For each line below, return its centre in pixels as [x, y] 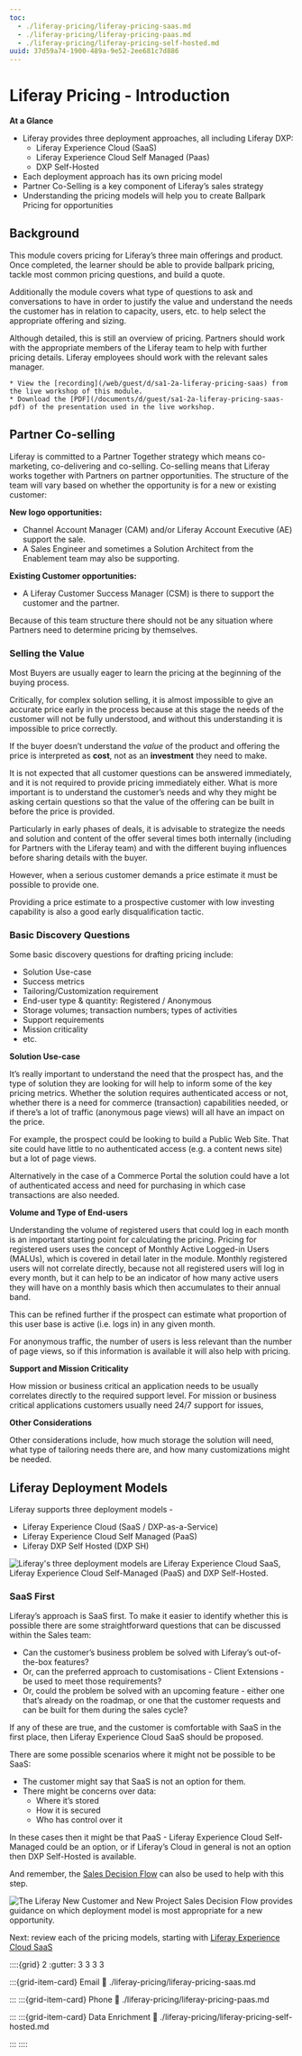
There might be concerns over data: [89, 1791]
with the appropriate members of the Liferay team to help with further [138, 347]
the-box [37, 1662]
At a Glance [32, 121]
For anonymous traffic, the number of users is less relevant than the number [151, 1342]
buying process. [39, 682]
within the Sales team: [50, 1635]
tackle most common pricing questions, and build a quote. [117, 274]
